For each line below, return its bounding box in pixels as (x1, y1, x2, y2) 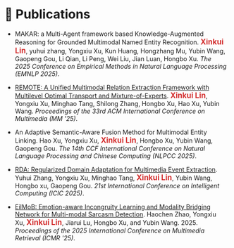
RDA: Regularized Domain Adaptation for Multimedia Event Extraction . (14, 165, 218, 174)
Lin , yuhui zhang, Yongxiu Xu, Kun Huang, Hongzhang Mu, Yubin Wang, (14, 46, 226, 56)
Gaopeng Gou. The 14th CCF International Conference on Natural (14, 144, 205, 152)
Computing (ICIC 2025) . (14, 189, 85, 197)
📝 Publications (4, 6, 91, 22)
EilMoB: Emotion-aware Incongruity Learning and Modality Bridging (14, 202, 211, 211)
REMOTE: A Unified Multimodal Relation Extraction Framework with (14, 83, 210, 91)
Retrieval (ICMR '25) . (14, 233, 76, 242)
